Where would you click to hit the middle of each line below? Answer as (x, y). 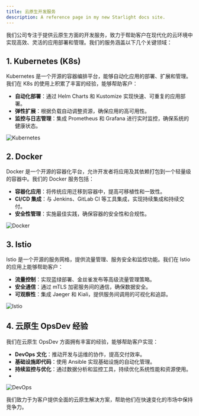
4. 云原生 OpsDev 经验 (47, 326)
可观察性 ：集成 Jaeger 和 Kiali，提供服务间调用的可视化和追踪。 (93, 294)
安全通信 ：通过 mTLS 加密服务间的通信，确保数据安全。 (83, 287)
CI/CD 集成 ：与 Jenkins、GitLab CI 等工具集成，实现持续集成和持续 (97, 199)
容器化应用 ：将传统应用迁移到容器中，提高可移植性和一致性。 (90, 192)
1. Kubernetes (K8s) (44, 61)
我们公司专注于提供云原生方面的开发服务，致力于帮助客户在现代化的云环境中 (99, 35)
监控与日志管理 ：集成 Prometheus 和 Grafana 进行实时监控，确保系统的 (102, 119)
